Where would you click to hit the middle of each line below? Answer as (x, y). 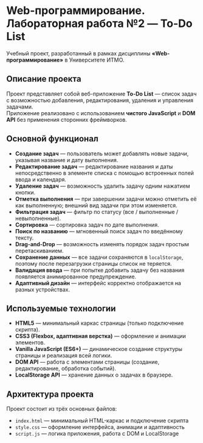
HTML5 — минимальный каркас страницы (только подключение (99, 323)
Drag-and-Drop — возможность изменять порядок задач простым (102, 244)
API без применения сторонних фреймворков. (67, 119)
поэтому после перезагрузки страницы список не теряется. (93, 263)
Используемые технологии (61, 308)
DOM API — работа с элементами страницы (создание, (87, 362)
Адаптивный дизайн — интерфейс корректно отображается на (98, 283)
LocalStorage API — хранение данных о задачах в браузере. (94, 375)
